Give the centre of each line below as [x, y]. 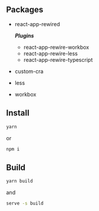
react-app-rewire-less [51, 53]
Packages [25, 10]
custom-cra [29, 71]
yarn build [20, 181]
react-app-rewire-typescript [58, 59]
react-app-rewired [37, 24]
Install [18, 113]
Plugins [24, 36]
